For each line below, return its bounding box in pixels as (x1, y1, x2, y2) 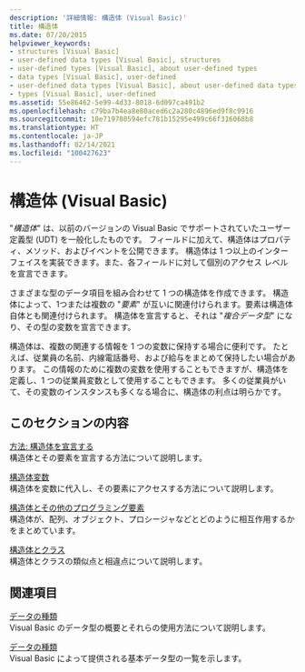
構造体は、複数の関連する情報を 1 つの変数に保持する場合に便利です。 (9, 340, 271, 351)
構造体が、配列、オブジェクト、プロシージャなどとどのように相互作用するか (9, 514, 295, 525)
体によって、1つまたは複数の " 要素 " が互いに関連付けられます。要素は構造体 (9, 298, 293, 309)
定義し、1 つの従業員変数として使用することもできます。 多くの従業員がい (9, 375, 287, 386)
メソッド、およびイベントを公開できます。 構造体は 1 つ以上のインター (25, 245, 289, 256)
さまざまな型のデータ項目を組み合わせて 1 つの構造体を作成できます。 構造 (9, 287, 290, 298)
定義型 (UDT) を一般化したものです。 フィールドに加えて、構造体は (9, 234, 261, 245)
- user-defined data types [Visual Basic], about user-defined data (9, 81, 274, 90)
